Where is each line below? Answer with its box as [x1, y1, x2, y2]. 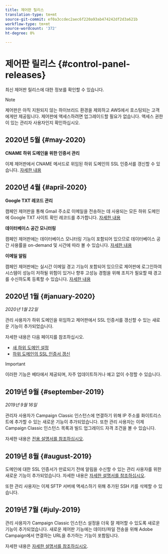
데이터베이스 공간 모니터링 [5, 225, 56, 231]
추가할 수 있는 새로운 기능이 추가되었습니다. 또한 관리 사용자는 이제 [14, 419, 144, 425]
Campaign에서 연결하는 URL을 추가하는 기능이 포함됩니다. [5, 532, 119, 538]
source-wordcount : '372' [5, 26, 57, 31]
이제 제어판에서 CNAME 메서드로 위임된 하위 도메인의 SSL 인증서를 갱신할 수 [5, 160, 155, 166]
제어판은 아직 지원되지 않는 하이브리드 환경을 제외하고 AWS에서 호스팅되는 [5, 107, 150, 113]
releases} [5, 69, 46, 81]
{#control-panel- [57, 58, 130, 70]
